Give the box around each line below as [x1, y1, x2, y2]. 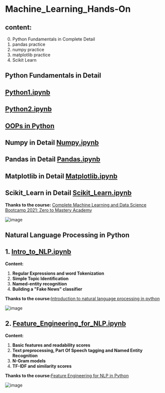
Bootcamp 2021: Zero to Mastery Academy [5, 207, 92, 213]
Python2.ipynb [5, 105, 52, 113]
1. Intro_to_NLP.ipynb [5, 248, 71, 256]
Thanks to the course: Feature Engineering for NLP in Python [5, 372, 129, 378]
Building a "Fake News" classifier [12, 286, 83, 292]
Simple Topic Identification [12, 275, 69, 282]
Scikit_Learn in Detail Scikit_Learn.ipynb [5, 189, 132, 197]
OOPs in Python [5, 122, 55, 130]
